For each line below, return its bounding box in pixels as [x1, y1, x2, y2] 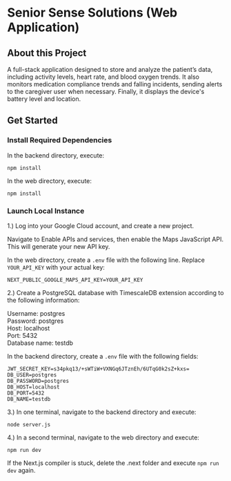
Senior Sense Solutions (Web [7, 5, 178, 21]
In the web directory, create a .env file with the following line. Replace [7, 256, 205, 264]
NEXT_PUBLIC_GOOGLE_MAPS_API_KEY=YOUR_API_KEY [7, 276, 143, 283]
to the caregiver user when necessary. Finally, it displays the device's [7, 88, 205, 95]
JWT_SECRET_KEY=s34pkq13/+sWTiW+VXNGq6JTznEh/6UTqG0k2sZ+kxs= [7, 365, 190, 372]
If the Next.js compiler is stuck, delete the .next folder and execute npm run [7, 458, 219, 467]
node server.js [7, 421, 51, 428]
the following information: [7, 296, 80, 304]
